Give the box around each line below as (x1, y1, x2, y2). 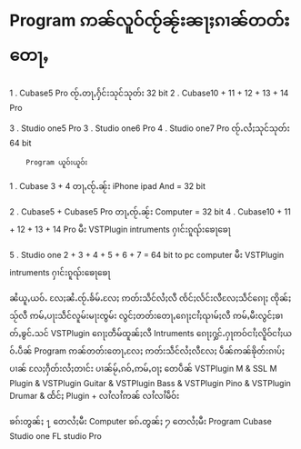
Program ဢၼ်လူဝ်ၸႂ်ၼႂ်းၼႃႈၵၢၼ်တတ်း (9, 10, 290, 31)
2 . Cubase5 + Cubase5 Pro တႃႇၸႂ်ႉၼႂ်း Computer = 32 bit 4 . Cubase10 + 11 (9, 205, 291, 217)
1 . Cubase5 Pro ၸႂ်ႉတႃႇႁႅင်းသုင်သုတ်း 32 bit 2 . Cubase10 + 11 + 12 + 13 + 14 (9, 87, 289, 98)
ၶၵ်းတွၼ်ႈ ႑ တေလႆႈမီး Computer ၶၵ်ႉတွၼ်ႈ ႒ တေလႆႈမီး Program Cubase (9, 415, 273, 426)
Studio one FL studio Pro (9, 430, 102, 441)
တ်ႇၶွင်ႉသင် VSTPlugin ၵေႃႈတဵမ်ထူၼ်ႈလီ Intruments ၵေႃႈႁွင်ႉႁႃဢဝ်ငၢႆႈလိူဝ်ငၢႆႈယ (9, 327, 293, 338)
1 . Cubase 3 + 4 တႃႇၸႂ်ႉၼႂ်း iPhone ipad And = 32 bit (9, 180, 206, 191)
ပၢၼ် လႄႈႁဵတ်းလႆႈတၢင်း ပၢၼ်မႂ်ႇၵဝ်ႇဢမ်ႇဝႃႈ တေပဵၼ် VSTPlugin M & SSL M (9, 363, 277, 374)
